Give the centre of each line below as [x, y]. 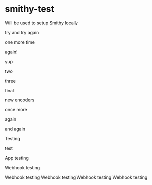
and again [15, 129]
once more [16, 109]
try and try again [22, 32]
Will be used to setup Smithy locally [42, 23]
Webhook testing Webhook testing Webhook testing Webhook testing [76, 177]
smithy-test [30, 9]
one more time [20, 42]
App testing [17, 158]
